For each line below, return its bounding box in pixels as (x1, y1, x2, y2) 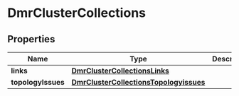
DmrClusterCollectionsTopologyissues (71, 78, 206, 87)
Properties (7, 33, 55, 45)
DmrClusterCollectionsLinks (71, 66, 169, 76)
